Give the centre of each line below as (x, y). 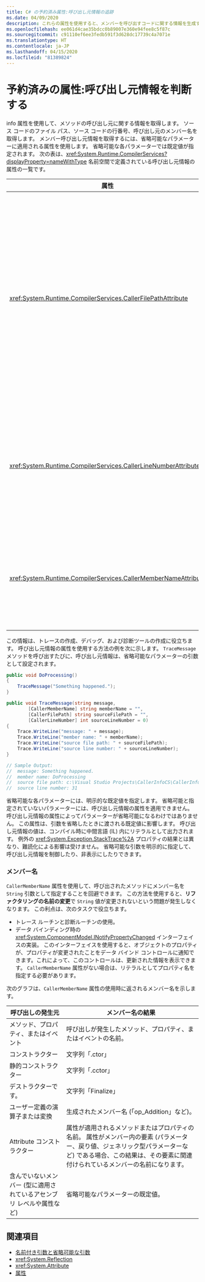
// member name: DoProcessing (46, 777)
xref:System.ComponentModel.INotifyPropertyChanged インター (96, 937)
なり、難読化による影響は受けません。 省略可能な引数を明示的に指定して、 (100, 847)
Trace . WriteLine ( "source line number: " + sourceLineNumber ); (98, 749)
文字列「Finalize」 (92, 1091)
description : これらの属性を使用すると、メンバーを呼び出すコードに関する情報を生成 (101, 23)
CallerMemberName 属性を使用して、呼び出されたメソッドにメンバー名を (95, 886)
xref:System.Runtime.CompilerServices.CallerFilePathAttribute (99, 298)
